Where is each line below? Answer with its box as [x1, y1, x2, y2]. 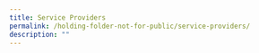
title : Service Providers [9, 13, 106, 22]
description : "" [9, 30, 70, 39]
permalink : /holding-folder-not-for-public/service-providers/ [9, 22, 251, 31]
